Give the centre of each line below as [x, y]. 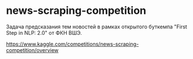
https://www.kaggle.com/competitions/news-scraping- [73, 44]
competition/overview [32, 50]
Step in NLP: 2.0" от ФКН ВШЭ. [44, 32]
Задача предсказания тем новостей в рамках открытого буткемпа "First [96, 27]
